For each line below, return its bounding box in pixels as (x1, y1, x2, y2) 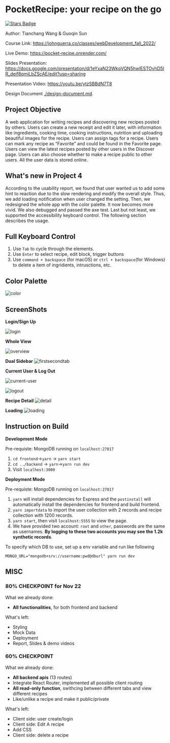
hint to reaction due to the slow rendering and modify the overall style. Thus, (5, 190, 165, 197)
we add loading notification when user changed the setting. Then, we (5, 196, 151, 202)
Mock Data (12, 629, 36, 635)
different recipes (12, 691, 48, 697)
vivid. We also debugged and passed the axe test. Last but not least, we (5, 206, 156, 213)
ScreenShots (5, 305, 47, 314)
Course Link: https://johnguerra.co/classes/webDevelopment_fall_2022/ (5, 40, 156, 46)
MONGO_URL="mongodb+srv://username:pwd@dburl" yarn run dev (5, 553, 135, 559)
